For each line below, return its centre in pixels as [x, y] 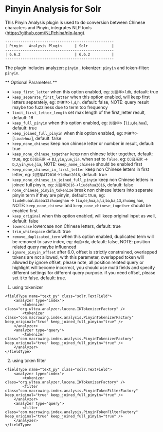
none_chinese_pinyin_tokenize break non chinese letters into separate [82, 190]
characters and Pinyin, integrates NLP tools [48, 27]
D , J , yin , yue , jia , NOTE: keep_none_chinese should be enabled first [77, 164]
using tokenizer [27, 287]
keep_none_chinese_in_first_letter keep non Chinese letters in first [81, 169]
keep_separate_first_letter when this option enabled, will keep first [81, 97]
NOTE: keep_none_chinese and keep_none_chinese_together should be [81, 205]
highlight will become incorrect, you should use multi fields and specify [83, 267]
